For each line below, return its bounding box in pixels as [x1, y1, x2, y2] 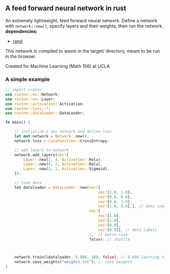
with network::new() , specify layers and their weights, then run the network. [5, 23, 163, 29]
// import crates [5, 87, 42, 93]
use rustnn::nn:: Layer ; [5, 96, 56, 102]
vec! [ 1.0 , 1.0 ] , [98, 189, 133, 194]
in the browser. [5, 53, 36, 59]
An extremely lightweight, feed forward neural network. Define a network [5, 17, 158, 23]
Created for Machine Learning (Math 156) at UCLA [5, 63, 110, 69]
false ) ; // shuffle [89, 237, 130, 242]
